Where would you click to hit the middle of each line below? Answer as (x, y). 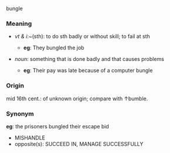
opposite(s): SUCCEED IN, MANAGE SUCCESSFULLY (79, 144)
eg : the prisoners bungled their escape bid (58, 126)
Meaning (19, 23)
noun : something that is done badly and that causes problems (89, 59)
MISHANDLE (30, 138)
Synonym (20, 114)
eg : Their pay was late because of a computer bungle (88, 70)
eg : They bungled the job (54, 48)
